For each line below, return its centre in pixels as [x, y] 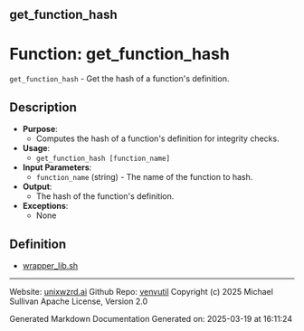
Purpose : [40, 129]
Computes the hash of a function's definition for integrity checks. [157, 138]
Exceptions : [45, 206]
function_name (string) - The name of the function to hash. [144, 177]
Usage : [36, 148]
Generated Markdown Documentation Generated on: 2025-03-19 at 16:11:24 [151, 318]
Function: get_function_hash [120, 54]
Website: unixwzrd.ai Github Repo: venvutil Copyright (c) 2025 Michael [142, 291]
